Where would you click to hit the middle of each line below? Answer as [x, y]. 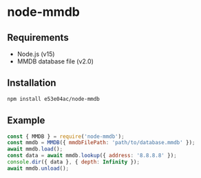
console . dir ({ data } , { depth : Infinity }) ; [73, 162]
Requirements [38, 38]
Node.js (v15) [36, 54]
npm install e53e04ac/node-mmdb [53, 99]
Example [26, 120]
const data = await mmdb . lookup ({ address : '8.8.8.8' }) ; [92, 156]
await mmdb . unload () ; [38, 168]
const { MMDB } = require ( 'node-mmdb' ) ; [66, 136]
